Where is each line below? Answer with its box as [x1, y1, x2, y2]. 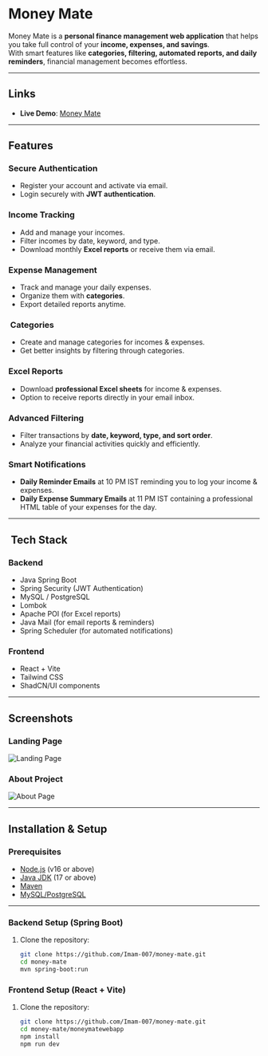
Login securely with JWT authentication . [19, 189, 156, 199]
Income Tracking [8, 209, 75, 220]
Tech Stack [10, 533, 68, 546]
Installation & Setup [8, 822, 108, 836]
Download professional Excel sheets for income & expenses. [19, 384, 222, 393]
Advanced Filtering [8, 412, 85, 424]
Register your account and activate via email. [19, 181, 168, 191]
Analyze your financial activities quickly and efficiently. [19, 439, 201, 448]
